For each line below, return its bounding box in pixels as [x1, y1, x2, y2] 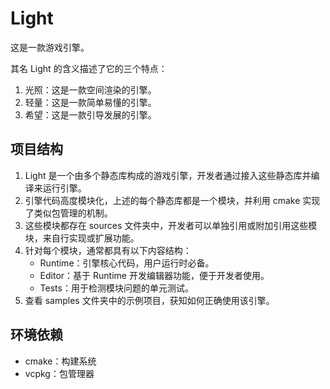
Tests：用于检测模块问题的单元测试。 [39, 282, 194, 294]
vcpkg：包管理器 [24, 367, 95, 379]
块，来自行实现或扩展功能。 [24, 232, 140, 244]
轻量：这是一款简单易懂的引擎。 [24, 96, 157, 108]
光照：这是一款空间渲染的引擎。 [24, 83, 157, 96]
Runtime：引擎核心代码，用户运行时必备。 [39, 257, 215, 269]
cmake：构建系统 [24, 355, 97, 367]
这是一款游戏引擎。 [10, 41, 90, 53]
